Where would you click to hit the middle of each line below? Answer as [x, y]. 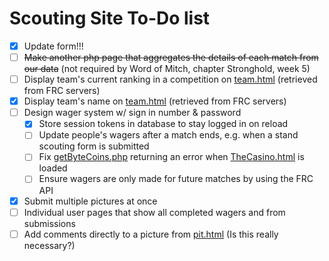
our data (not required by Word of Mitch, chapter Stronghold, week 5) [167, 69]
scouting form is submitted [94, 146]
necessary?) [49, 245]
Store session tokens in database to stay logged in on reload [163, 124]
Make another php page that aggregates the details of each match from [171, 57]
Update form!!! [53, 46]
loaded [53, 168]
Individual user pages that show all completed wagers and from [154, 212]
